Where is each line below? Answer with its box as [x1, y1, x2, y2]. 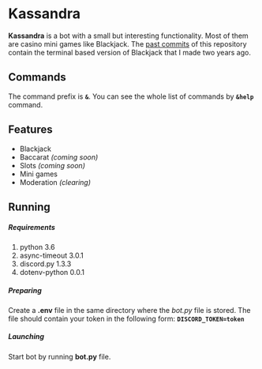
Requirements [8, 222, 55, 232]
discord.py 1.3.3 [19, 258, 72, 269]
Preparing [8, 285, 42, 295]
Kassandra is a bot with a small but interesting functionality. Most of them [8, 31, 249, 40]
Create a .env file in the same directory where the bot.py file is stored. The [8, 305, 251, 314]
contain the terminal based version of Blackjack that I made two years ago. [8, 47, 251, 57]
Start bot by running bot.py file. [8, 352, 111, 361]
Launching [8, 332, 45, 341]
